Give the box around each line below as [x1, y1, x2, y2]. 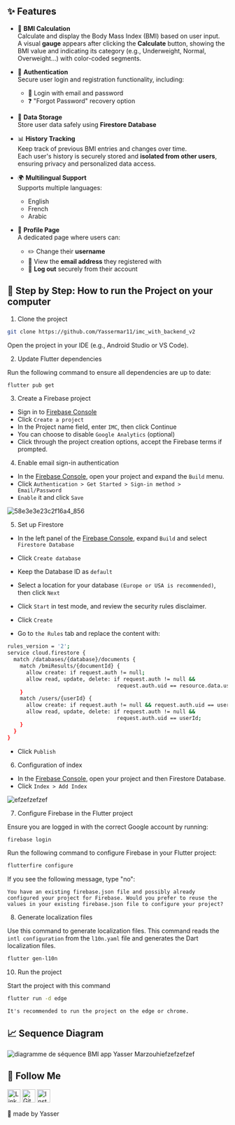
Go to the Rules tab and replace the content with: [17, 630, 161, 638]
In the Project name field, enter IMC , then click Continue [17, 422, 177, 431]
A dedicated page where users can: [17, 233, 121, 241]
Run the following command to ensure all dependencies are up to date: [7, 368, 211, 376]
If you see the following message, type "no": [7, 875, 136, 884]
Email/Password [17, 487, 62, 494]
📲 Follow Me [7, 1070, 62, 1082]
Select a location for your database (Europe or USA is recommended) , [17, 581, 216, 590]
